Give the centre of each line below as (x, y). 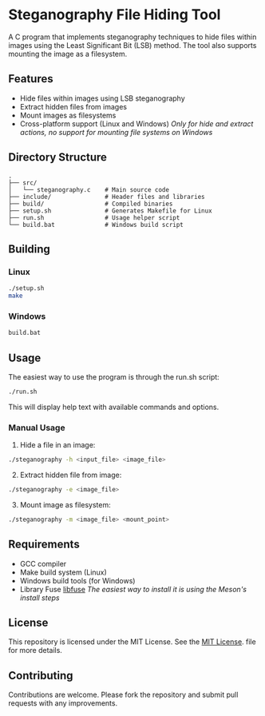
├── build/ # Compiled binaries (91, 204)
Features (31, 79)
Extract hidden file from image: (71, 475)
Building (29, 249)
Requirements (44, 545)
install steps (40, 598)
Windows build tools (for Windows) (77, 580)
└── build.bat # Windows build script (96, 225)
